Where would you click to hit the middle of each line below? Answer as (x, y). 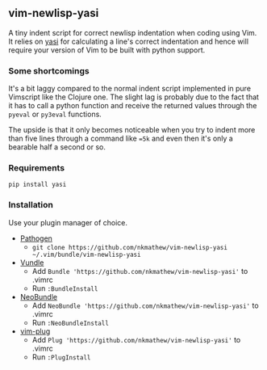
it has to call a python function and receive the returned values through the (133, 106)
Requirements (37, 168)
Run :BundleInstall (65, 288)
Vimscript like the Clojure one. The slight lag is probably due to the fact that (134, 97)
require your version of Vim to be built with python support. (107, 50)
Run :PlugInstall (61, 357)
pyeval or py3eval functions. (55, 114)
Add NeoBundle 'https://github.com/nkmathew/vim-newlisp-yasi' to (146, 305)
